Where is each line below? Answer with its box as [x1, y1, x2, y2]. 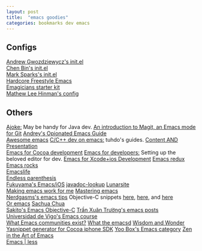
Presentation [6, 142, 38, 150]
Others [6, 107, 33, 118]
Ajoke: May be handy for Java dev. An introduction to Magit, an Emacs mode [6, 124, 197, 130]
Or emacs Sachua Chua [6, 200, 65, 207]
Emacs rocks [6, 162, 38, 169]
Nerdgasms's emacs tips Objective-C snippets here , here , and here [6, 193, 173, 201]
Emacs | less [6, 238, 38, 245]
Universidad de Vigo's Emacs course [6, 213, 98, 220]
